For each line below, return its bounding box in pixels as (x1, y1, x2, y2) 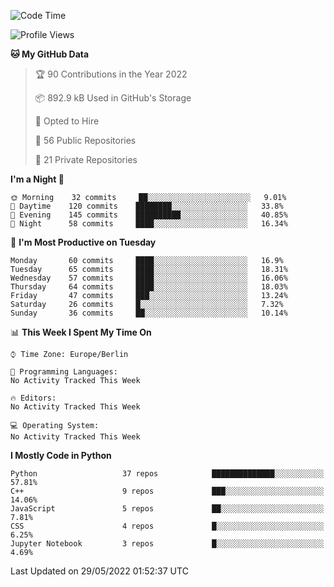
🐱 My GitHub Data (10, 48, 90, 60)
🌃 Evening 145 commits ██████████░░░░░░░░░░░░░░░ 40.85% (10, 210, 288, 220)
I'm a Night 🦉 (10, 173, 65, 185)
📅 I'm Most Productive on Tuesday (10, 236, 157, 248)
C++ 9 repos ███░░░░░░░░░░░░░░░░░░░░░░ (10, 486, 325, 496)
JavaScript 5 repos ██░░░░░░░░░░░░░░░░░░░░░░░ (10, 504, 325, 514)
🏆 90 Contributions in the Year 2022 (34, 68, 188, 80)
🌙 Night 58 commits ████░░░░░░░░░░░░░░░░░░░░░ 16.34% (10, 219, 288, 229)
